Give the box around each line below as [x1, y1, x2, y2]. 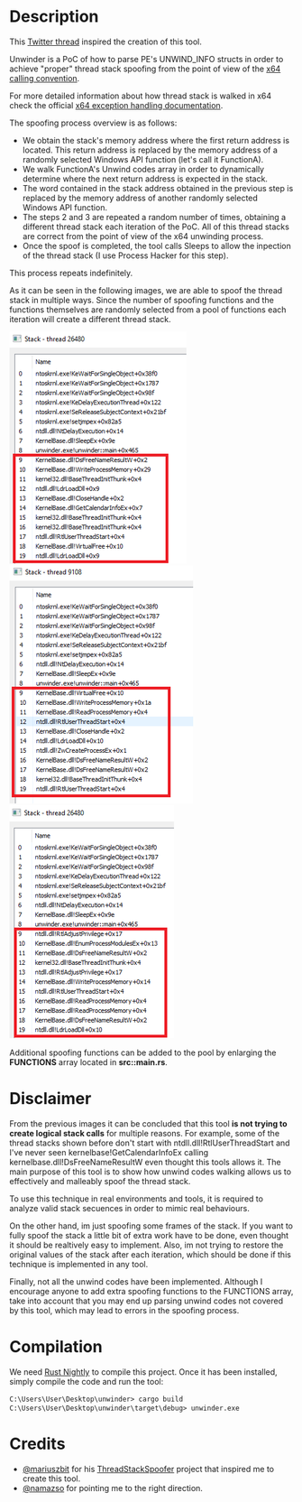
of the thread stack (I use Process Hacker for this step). [22, 250, 229, 261]
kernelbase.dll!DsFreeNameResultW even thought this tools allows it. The [9, 1156, 281, 1167]
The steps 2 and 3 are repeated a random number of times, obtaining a [22, 211, 287, 222]
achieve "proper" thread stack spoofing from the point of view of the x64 [9, 63, 281, 74]
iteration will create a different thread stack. [9, 313, 171, 324]
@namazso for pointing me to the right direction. [22, 1482, 203, 1493]
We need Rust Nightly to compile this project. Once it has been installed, [9, 1366, 278, 1377]
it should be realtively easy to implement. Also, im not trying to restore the [9, 1239, 284, 1250]
